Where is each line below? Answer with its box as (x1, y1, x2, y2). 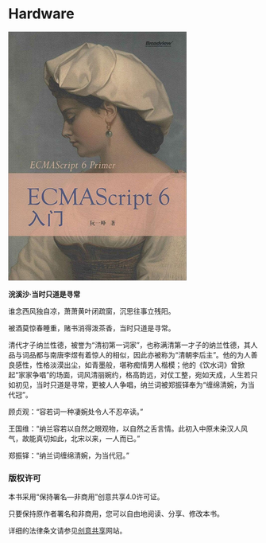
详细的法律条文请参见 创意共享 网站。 (8, 526, 127, 536)
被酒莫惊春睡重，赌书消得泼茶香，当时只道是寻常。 (8, 323, 175, 333)
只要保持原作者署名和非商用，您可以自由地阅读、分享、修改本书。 (8, 509, 224, 518)
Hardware (8, 5, 75, 23)
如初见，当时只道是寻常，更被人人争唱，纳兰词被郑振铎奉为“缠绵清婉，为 (8, 380, 249, 389)
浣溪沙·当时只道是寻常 (8, 289, 81, 299)
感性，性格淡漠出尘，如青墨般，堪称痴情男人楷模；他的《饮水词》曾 (14, 360, 238, 369)
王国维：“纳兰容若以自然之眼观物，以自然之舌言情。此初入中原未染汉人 (8, 424, 241, 433)
